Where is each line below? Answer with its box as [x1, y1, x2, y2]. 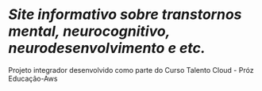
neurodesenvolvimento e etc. [8, 40, 206, 57]
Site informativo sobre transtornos [8, 6, 242, 24]
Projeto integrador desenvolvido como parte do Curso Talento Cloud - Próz [8, 65, 254, 74]
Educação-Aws [8, 74, 58, 83]
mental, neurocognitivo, [8, 22, 171, 40]
